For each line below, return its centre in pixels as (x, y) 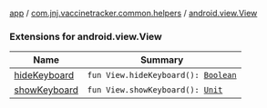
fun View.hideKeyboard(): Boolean (162, 75)
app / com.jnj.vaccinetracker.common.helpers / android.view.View (133, 13)
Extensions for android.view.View (86, 36)
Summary (162, 60)
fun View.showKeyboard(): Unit (155, 90)
